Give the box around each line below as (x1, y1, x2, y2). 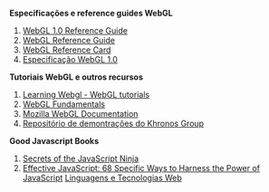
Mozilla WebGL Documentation (22, 109, 139, 119)
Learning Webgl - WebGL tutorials (22, 90, 150, 100)
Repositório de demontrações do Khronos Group (22, 118, 205, 129)
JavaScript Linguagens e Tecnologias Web (22, 172, 183, 183)
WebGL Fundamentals (22, 99, 106, 110)
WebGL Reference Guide (22, 35, 116, 45)
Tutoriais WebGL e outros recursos (9, 72, 143, 82)
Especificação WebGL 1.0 (22, 54, 118, 64)
